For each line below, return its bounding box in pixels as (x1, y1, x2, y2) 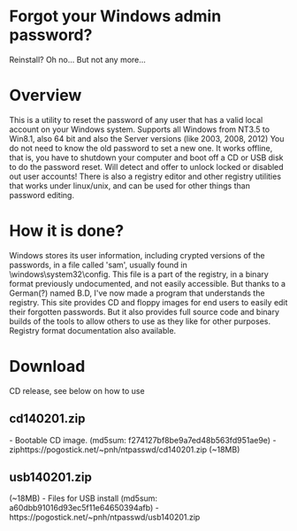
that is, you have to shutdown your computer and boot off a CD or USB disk (9, 152, 285, 163)
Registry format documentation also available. (9, 325, 177, 335)
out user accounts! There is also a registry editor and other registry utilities (9, 171, 281, 181)
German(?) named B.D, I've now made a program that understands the (9, 288, 265, 298)
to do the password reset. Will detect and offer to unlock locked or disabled (9, 161, 285, 172)
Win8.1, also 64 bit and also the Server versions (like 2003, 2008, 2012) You (9, 133, 285, 143)
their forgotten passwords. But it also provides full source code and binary (9, 306, 280, 317)
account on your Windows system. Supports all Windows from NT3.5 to (9, 124, 270, 135)
